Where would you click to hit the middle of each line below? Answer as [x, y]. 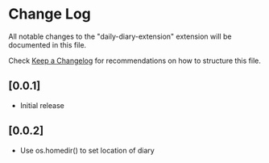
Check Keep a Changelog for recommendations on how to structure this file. [135, 61]
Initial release [42, 105]
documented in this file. [48, 44]
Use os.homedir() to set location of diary [87, 150]
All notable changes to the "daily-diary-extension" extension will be [120, 36]
